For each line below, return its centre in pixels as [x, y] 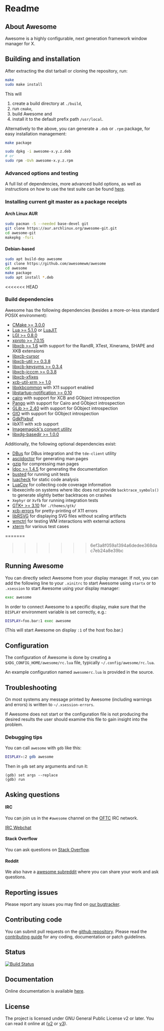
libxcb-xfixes [25, 377]
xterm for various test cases [41, 526]
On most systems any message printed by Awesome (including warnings [78, 699]
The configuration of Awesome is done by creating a [58, 658]
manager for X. [20, 44]
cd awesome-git [21, 233]
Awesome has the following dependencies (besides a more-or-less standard [82, 310]
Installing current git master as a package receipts [66, 202]
